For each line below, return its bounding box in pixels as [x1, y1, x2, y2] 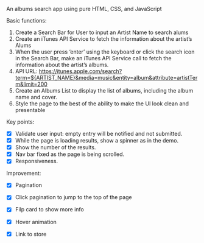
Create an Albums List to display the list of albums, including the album [15, 87, 194, 94]
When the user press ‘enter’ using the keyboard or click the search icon [15, 48, 195, 55]
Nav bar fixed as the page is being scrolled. [15, 150, 125, 158]
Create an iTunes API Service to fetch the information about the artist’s [15, 35, 192, 42]
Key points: [6, 118, 35, 125]
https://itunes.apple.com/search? [38, 68, 122, 75]
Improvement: [6, 170, 41, 177]
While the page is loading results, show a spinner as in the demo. [15, 137, 178, 144]
